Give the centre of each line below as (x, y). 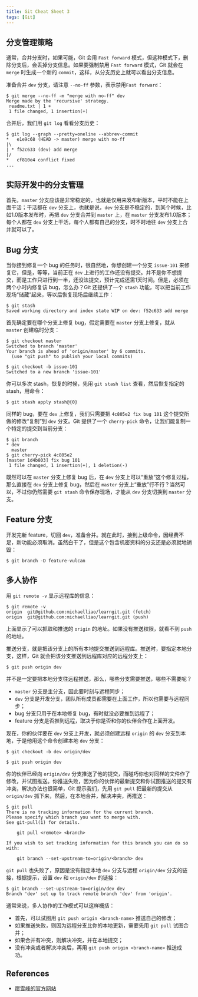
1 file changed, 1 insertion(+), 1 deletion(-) (68, 465)
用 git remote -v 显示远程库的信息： (51, 595)
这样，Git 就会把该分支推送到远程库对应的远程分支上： (82, 656)
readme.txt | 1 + (30, 107)
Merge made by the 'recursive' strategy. (58, 101)
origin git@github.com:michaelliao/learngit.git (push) (77, 617)
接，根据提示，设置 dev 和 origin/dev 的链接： (62, 877)
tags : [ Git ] (21, 17)
